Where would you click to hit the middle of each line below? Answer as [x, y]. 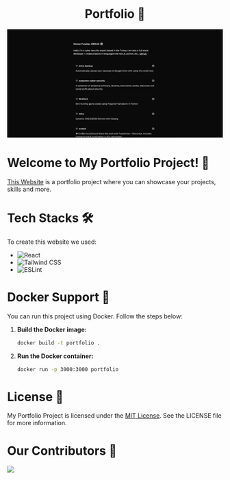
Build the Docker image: [52, 329]
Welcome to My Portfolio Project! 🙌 [108, 163]
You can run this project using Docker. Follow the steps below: [95, 316]
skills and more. [29, 189]
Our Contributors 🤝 [62, 451]
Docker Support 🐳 [59, 297]
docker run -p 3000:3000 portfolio [68, 369]
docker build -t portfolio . [59, 343]
